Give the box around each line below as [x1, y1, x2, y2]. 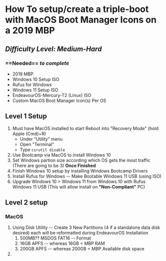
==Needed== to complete [5, 59, 69, 66]
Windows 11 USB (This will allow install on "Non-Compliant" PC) [12, 183, 146, 189]
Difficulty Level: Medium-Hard [5, 44, 102, 53]
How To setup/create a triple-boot [5, 3, 149, 15]
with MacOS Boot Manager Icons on [5, 14, 157, 25]
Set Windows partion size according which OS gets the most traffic [12, 157, 151, 163]
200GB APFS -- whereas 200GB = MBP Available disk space [19, 246, 145, 252]
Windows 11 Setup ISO [12, 86, 59, 93]
